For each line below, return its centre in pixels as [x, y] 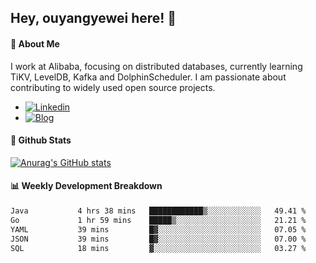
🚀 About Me [35, 43]
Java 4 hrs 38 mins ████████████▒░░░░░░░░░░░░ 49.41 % [158, 211]
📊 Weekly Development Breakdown [86, 186]
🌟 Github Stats [41, 140]
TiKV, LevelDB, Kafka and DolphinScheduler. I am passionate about [148, 77]
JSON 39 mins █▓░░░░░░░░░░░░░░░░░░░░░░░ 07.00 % [158, 239]
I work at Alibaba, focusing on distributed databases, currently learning [156, 66]
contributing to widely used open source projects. [113, 87]
